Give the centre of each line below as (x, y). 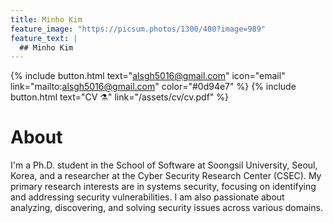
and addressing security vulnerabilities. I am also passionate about (147, 197)
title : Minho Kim (46, 19)
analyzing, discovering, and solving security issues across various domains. (166, 208)
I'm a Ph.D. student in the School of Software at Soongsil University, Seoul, (164, 165)
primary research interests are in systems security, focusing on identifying (163, 187)
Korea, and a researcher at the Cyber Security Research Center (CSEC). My (166, 176)
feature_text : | (44, 38)
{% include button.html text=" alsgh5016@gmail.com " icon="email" (148, 76)
